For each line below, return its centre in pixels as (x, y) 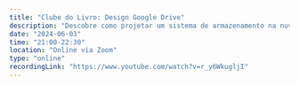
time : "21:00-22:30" (48, 42)
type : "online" (37, 58)
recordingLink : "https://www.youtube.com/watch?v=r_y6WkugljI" (129, 67)
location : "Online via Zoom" (63, 50)
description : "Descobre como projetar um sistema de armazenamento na (143, 26)
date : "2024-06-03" (45, 34)
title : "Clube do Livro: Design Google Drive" (97, 17)
